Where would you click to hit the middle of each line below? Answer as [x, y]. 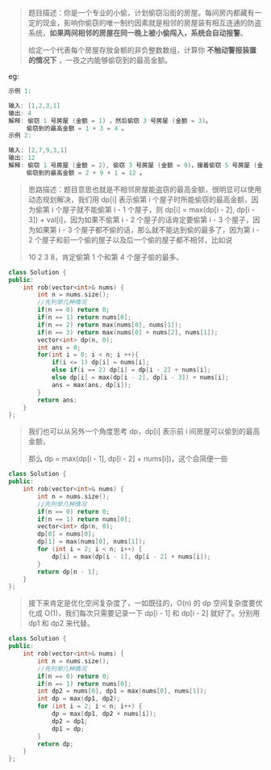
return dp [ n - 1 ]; [68, 572]
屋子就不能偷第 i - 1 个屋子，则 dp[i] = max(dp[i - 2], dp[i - [159, 209]
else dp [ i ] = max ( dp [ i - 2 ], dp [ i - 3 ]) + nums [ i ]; [140, 377]
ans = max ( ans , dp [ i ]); [91, 385]
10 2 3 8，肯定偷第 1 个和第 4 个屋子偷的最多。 [106, 257]
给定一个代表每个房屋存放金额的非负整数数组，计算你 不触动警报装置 [142, 50]
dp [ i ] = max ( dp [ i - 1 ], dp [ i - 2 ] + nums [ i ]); [131, 557]
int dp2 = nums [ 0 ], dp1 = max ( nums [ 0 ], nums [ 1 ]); [122, 691]
